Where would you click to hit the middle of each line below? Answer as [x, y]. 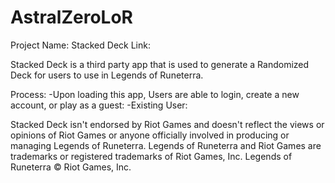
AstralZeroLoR [71, 17]
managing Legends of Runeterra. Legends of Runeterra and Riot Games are [166, 145]
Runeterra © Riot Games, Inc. [71, 167]
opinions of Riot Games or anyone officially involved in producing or [150, 135]
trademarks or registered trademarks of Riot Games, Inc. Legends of [151, 156]
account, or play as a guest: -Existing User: [99, 105]
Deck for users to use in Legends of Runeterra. [107, 75]
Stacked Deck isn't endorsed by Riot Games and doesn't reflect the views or [167, 124]
